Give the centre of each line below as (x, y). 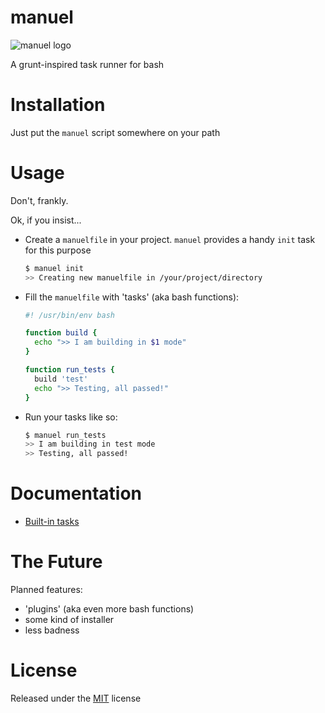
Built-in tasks (52, 522)
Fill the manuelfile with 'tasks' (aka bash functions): (132, 297)
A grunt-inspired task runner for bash (87, 64)
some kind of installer (69, 620)
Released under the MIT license (76, 698)
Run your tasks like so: (71, 417)
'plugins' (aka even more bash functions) (109, 609)
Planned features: (46, 590)
